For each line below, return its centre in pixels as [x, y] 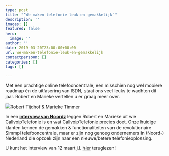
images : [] [17, 24]
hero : [11, 34]
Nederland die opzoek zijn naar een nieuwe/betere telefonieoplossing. [79, 138]
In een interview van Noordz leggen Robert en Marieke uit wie [71, 117]
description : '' [22, 19]
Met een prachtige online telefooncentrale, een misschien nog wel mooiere [84, 86]
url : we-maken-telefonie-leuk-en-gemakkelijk [54, 52]
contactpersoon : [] [26, 57]
